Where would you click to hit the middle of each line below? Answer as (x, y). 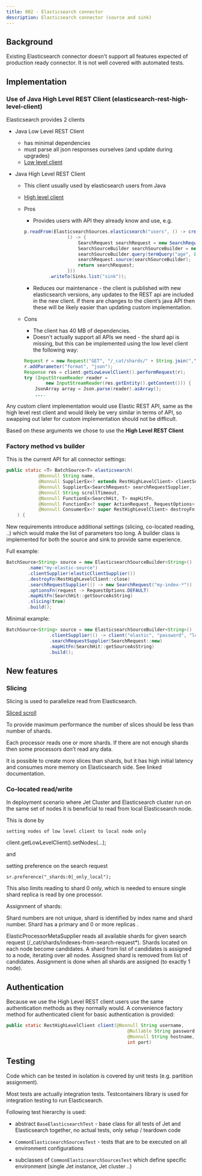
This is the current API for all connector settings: (66, 460)
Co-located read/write (40, 789)
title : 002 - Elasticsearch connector (55, 12)
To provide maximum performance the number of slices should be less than (100, 725)
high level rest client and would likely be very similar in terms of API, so (94, 413)
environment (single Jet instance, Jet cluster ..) (73, 1166)
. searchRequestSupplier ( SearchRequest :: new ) (106, 641)
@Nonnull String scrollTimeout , (79, 493)
